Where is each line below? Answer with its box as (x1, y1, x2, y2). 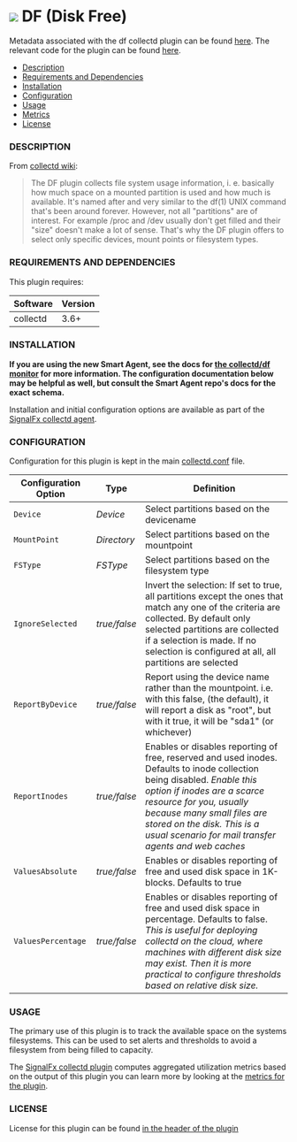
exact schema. (9, 387, 65, 397)
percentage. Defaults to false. (145, 913, 268, 925)
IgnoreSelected (13, 619, 78, 629)
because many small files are (145, 807, 268, 819)
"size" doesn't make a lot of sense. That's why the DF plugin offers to (30, 225, 285, 235)
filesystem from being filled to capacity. (9, 1045, 154, 1055)
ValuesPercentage (13, 936, 87, 947)
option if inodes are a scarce (145, 785, 265, 797)
